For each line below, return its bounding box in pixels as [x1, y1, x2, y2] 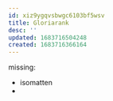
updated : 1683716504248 [8, 33, 88, 42]
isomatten [19, 78, 53, 88]
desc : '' [8, 26, 37, 34]
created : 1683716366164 [8, 41, 88, 49]
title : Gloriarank [8, 19, 69, 27]
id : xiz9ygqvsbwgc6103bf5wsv [8, 11, 105, 20]
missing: [8, 62, 36, 72]
